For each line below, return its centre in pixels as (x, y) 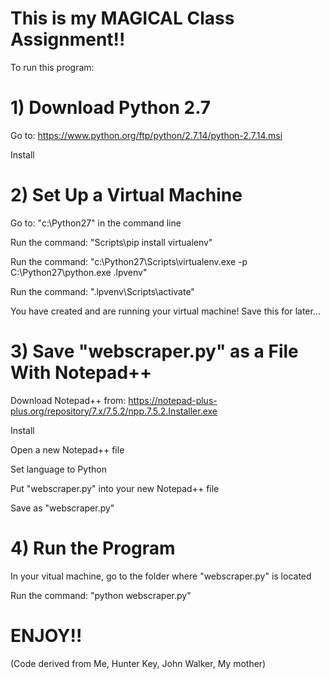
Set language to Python (58, 469)
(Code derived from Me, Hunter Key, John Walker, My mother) (138, 663)
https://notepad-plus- (173, 400)
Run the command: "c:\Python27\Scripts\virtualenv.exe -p (129, 261)
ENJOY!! (46, 635)
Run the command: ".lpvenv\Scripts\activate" (102, 291)
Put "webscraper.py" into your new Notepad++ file (115, 488)
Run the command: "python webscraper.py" (101, 595)
